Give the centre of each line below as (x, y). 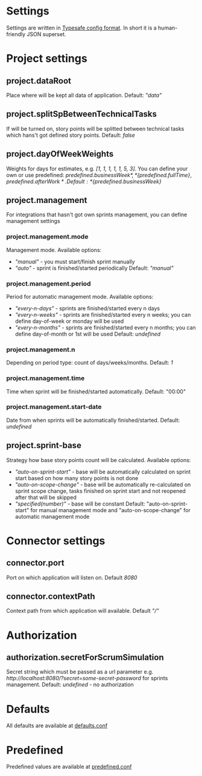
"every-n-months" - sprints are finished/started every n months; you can (105, 327)
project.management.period (49, 283)
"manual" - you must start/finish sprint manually (75, 261)
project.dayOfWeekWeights (60, 154)
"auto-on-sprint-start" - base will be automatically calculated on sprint (103, 472)
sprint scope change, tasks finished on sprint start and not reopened (100, 491)
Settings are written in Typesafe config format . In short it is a (81, 28)
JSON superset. (46, 34)
